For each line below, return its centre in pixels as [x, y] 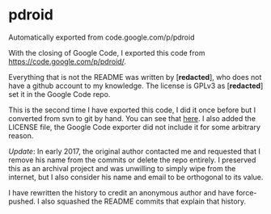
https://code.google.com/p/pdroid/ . [68, 61]
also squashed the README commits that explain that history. [144, 201]
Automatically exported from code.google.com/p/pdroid [102, 37]
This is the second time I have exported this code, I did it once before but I [132, 110]
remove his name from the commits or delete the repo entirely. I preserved [132, 160]
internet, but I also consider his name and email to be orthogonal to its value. [136, 177]
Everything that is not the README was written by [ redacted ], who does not [135, 77]
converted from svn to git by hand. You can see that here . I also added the [132, 118]
